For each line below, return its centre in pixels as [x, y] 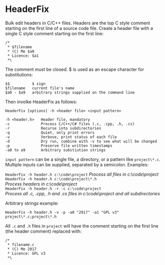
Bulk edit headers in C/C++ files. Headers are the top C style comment [78, 23]
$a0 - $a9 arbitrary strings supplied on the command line [70, 92]
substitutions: [19, 74]
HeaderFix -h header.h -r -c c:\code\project [53, 189]
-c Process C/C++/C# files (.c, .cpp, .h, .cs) [70, 124]
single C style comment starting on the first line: [54, 33]
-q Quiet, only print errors [50, 132]
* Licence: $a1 [23, 56]
